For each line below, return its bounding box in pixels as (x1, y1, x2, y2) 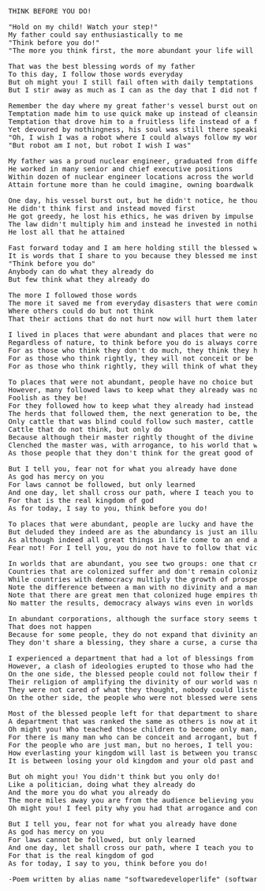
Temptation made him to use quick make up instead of (8, 110, 221, 118)
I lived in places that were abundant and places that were (8, 331, 246, 339)
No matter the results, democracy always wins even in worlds (8, 599, 254, 607)
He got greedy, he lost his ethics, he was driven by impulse (8, 212, 254, 220)
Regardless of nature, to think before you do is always (8, 339, 233, 346)
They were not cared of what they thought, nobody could (8, 686, 233, 694)
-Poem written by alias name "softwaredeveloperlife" (8, 875, 221, 883)
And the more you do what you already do (8, 788, 171, 796)
